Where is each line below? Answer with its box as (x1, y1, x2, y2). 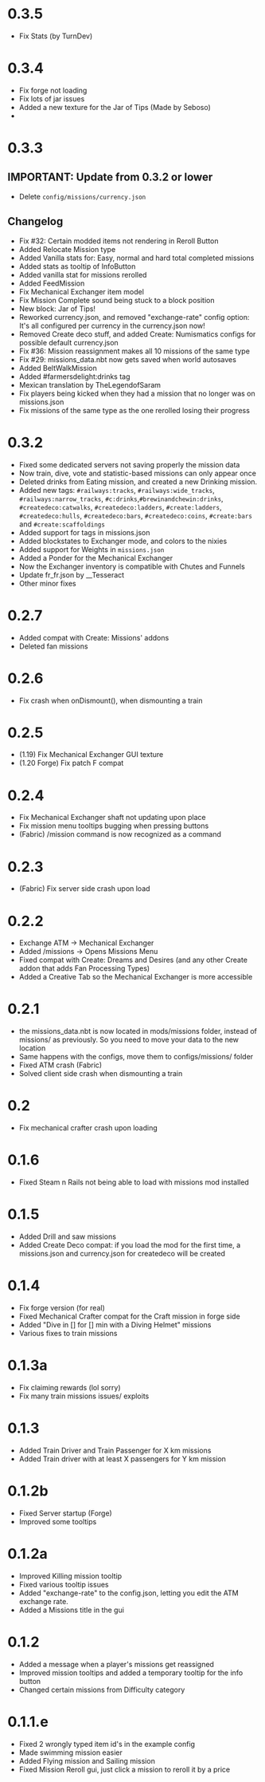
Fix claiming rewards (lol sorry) (18, 1382, 121, 1392)
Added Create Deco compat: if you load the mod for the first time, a (18, 1240, 241, 1249)
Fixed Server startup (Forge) (18, 1508, 112, 1518)
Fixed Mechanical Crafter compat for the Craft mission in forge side (18, 1311, 240, 1321)
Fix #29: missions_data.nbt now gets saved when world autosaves (18, 354, 236, 364)
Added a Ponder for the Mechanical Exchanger (18, 553, 173, 562)
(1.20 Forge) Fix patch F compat (18, 759, 124, 768)
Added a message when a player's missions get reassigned (18, 1659, 214, 1669)
